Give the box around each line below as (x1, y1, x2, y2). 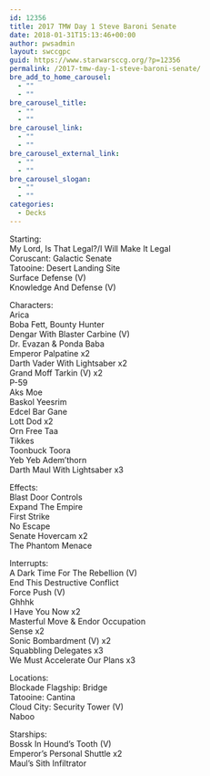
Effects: (9, 481, 38, 492)
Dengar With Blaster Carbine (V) (9, 328, 130, 339)
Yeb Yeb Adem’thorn (9, 454, 87, 465)
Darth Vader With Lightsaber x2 (9, 357, 127, 368)
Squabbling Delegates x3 (9, 645, 104, 656)
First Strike (9, 511, 50, 522)
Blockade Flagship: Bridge (9, 681, 108, 693)
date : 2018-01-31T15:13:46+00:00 (9, 30, 136, 39)
